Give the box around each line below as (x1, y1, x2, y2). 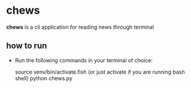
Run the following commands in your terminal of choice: (14, 56, 153, 63)
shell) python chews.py (14, 74, 73, 81)
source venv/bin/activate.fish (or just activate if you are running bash (14, 68, 185, 75)
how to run (6, 41, 47, 51)
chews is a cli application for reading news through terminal (6, 23, 154, 31)
